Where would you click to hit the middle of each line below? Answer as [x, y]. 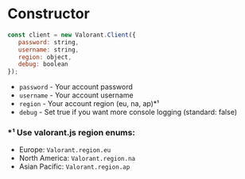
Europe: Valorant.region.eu [65, 150]
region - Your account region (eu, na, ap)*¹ [89, 104]
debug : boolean [43, 64]
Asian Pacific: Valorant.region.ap [74, 166]
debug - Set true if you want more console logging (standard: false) [128, 112]
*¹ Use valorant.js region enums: [72, 133]
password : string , [49, 42]
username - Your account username [76, 95]
